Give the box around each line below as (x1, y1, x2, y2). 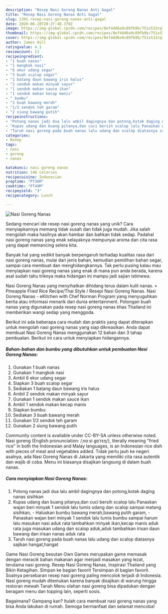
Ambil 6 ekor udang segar (12, 374, 66, 380)
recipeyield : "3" (5, 188, 42, 193)
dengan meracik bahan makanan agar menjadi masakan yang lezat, (5, 556, 144, 562)
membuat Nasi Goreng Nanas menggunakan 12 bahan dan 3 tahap (5, 329, 143, 335)
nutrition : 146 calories (5, 169, 57, 175)
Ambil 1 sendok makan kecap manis (12, 401, 87, 407)
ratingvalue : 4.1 (5, 44, 42, 49)
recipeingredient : (5, 53, 44, 59)
